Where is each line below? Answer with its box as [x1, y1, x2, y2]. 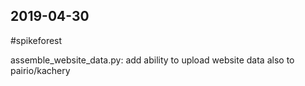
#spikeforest [10, 34, 63, 46]
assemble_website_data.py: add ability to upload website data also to [10, 54, 295, 66]
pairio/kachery [10, 64, 71, 76]
